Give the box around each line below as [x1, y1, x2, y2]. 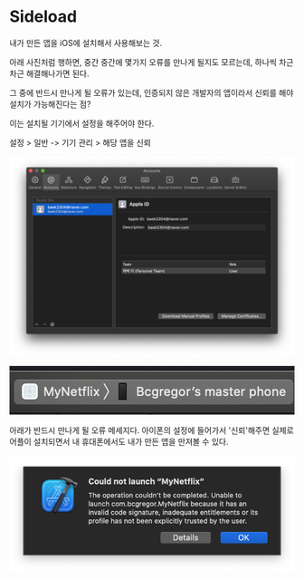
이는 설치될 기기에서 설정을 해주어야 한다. [9, 118, 155, 129]
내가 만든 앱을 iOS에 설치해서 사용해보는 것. [9, 37, 163, 48]
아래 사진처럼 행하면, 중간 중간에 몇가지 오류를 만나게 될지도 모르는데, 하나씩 [9, 56, 278, 67]
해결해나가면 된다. [25, 68, 90, 79]
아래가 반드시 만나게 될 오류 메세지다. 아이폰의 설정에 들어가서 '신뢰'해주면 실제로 [9, 424, 294, 436]
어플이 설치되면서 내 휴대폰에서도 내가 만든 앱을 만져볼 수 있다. [9, 436, 229, 447]
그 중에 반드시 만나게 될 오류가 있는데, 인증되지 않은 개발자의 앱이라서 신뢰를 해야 [9, 87, 294, 98]
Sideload [9, 6, 78, 27]
